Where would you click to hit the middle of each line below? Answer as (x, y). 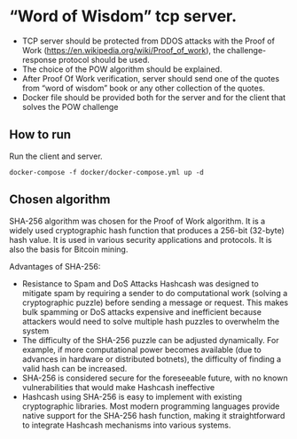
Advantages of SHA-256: (55, 266)
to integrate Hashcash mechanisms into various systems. (126, 425)
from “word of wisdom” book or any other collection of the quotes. (144, 88)
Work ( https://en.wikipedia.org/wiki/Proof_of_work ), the (123, 50)
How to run (40, 135)
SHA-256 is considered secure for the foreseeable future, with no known (155, 378)
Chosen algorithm (60, 200)
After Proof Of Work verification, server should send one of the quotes (151, 78)
